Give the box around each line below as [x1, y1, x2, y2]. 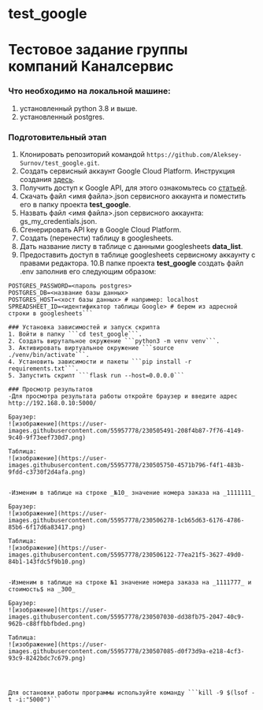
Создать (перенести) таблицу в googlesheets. [19, 233, 174, 243]
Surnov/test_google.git [19, 159, 98, 167]
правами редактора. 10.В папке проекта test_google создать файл [19, 258, 244, 268]
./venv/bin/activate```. [8, 351, 90, 359]
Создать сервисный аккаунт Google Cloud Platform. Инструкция [19, 166, 235, 176]
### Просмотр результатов [8, 385, 93, 393]
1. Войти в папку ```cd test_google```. [8, 330, 143, 338]
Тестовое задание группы [8, 41, 188, 59]
